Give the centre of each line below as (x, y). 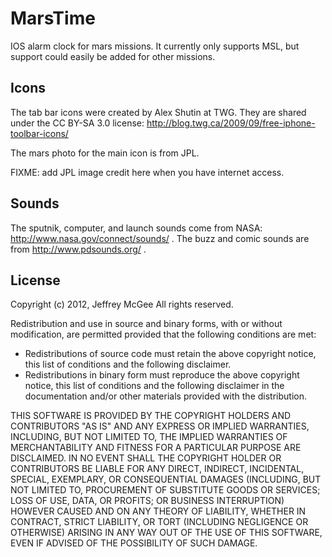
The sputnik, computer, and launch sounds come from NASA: (136, 228)
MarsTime (53, 18)
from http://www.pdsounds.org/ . (78, 249)
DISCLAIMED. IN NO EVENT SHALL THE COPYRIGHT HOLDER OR (146, 458)
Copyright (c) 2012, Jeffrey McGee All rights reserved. (122, 304)
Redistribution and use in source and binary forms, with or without (146, 324)
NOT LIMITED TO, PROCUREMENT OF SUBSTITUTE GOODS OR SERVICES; (165, 490)
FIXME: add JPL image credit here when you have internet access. (147, 172)
